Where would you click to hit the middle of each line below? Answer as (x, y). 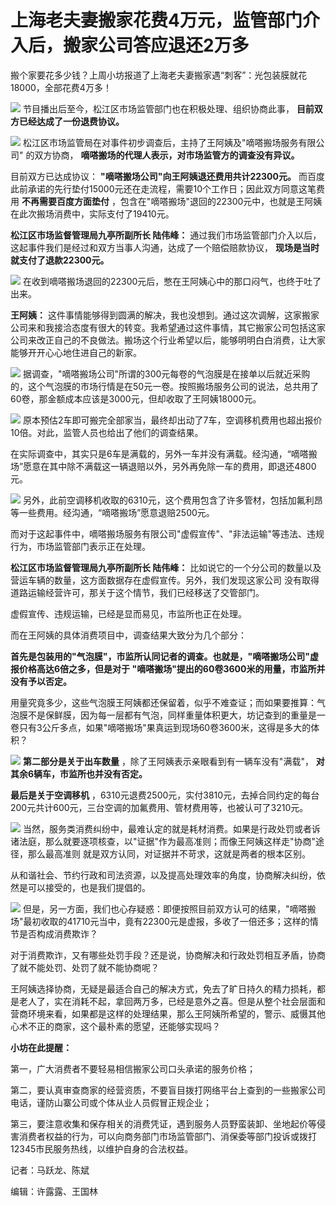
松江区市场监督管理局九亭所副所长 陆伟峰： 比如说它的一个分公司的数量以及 (166, 567)
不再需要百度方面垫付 (65, 201)
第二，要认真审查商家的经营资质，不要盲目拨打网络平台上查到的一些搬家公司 (168, 1090)
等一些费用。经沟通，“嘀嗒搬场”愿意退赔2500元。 (112, 512)
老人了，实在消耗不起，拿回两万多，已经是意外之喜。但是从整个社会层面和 (172, 1001)
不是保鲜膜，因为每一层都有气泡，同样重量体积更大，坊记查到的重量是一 (176, 715)
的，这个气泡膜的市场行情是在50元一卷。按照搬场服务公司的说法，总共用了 (165, 386)
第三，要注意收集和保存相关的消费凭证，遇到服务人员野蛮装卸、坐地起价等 (163, 1123)
